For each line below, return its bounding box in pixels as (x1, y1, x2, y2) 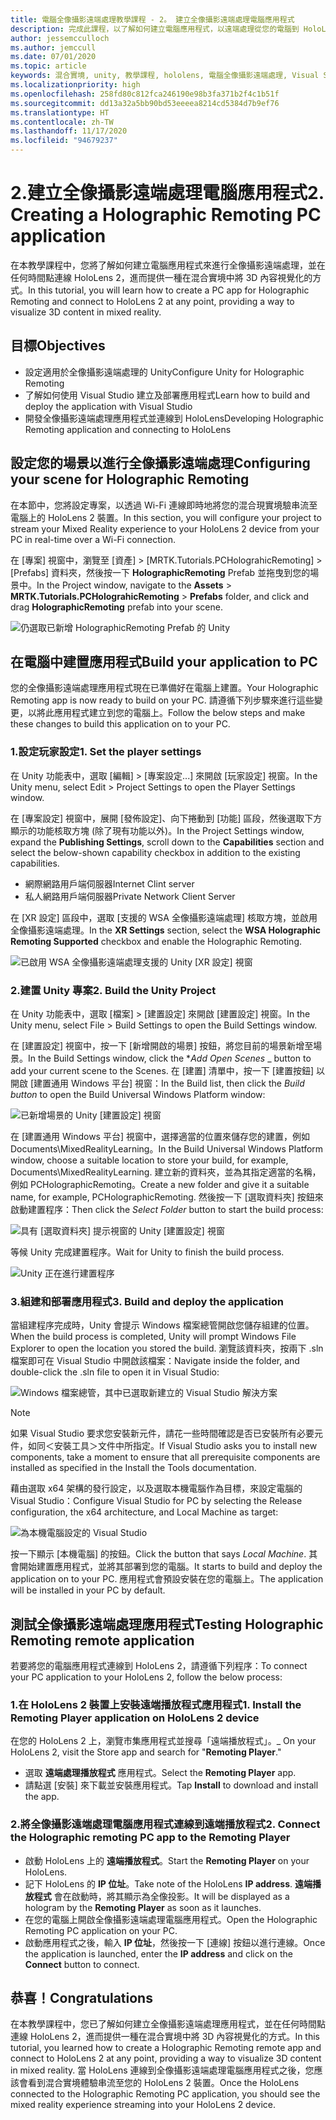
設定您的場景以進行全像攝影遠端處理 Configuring (10, 455, 311, 472)
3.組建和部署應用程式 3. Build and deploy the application (10, 1294, 284, 1308)
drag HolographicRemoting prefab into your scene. (10, 601, 223, 613)
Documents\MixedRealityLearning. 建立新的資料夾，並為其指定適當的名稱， (10, 1166, 322, 1178)
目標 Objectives (10, 337, 106, 355)
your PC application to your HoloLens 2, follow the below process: (10, 1671, 283, 1683)
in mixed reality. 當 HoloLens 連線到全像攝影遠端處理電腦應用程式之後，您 (10, 2064, 315, 2076)
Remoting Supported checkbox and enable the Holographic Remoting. (10, 935, 302, 947)
